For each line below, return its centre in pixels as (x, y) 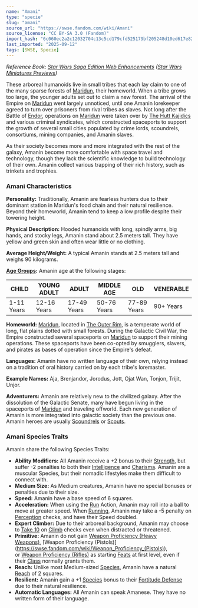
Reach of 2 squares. (39, 574)
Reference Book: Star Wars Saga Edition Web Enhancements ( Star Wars (94, 67)
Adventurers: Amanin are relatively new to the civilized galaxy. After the (94, 396)
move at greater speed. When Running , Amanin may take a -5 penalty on (103, 511)
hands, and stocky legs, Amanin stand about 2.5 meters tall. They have (92, 236)
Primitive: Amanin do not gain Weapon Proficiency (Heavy (86, 536)
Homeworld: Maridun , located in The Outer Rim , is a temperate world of (93, 325)
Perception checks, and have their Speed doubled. (76, 517)
